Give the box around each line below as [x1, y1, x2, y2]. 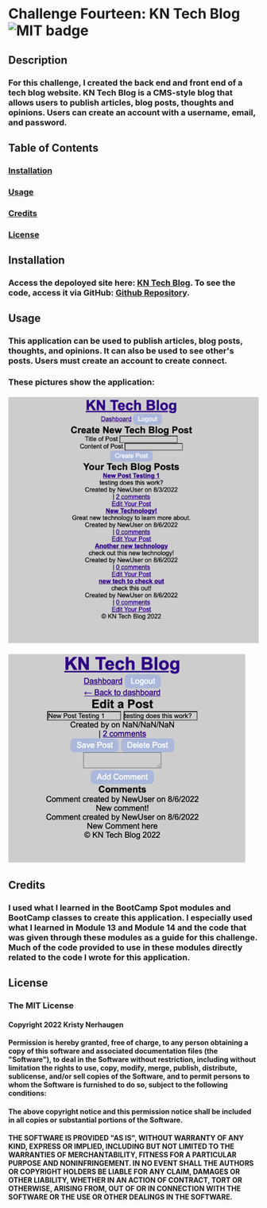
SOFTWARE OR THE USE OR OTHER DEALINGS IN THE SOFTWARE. [8, 1192, 233, 1202]
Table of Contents [8, 141, 99, 155]
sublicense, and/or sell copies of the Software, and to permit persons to [8, 1071, 250, 1081]
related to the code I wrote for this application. [8, 951, 191, 963]
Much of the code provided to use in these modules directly [8, 942, 243, 953]
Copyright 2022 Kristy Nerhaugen [8, 1020, 124, 1029]
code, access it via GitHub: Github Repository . [8, 287, 190, 298]
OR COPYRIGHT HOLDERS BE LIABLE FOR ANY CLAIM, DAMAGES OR [8, 1167, 241, 1176]
